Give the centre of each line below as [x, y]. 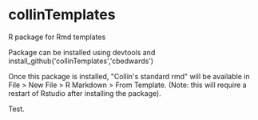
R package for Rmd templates [57, 37]
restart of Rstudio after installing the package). [85, 93]
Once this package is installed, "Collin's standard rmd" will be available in [129, 76]
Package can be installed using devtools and [82, 52]
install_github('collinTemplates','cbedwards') [81, 61]
